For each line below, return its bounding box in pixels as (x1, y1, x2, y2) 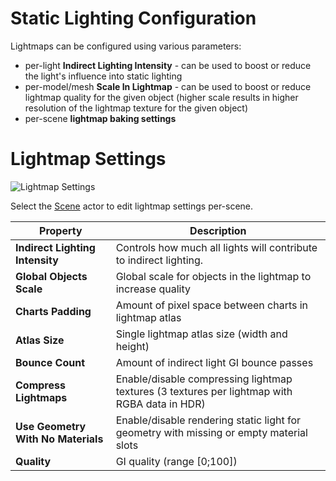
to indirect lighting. (115, 253, 204, 267)
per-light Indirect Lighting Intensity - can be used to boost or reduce (24, 59, 312, 71)
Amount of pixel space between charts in (115, 298, 309, 312)
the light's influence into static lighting (24, 70, 183, 82)
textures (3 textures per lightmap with (115, 384, 293, 398)
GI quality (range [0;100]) (115, 454, 238, 468)
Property (39, 223, 83, 237)
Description (189, 223, 247, 237)
